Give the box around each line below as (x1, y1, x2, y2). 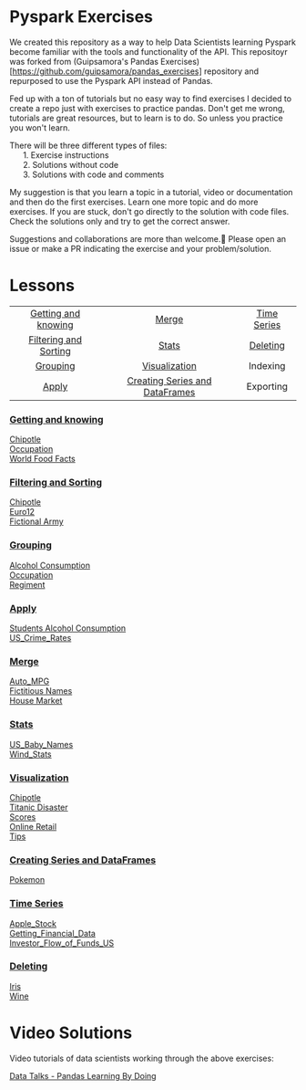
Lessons (9, 276, 76, 296)
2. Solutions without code (22, 159, 119, 170)
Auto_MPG (9, 676, 50, 686)
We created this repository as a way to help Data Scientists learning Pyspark (9, 37, 296, 47)
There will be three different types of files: (9, 140, 168, 151)
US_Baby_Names (9, 739, 74, 749)
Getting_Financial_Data (9, 928, 96, 938)
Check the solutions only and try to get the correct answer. (9, 215, 230, 226)
